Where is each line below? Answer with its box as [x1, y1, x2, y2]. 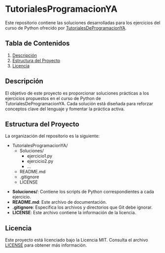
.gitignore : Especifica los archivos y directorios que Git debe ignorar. [12, 204, 153, 210]
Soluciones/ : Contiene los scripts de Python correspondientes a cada [12, 189, 154, 195]
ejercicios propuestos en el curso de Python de [5, 95, 101, 101]
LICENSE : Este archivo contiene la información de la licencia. [12, 210, 136, 216]
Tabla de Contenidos [5, 39, 70, 48]
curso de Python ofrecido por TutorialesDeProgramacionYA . [5, 25, 127, 31]
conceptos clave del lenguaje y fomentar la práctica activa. [5, 106, 125, 112]
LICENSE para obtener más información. [5, 242, 87, 248]
